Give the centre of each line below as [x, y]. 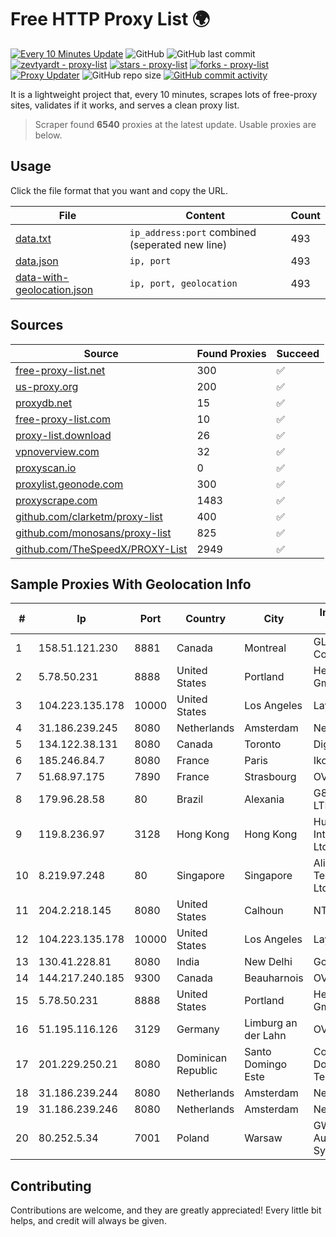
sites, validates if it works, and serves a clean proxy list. [125, 105]
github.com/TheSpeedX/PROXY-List [101, 549]
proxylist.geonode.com [69, 484]
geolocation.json [54, 289]
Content [205, 215]
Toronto [263, 744]
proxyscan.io [46, 468]
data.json [37, 261]
